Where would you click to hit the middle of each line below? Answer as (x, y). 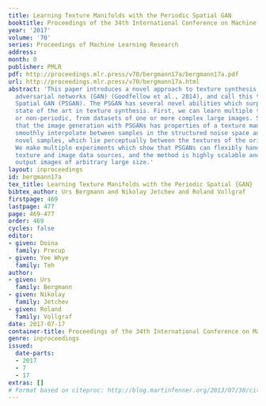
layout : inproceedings (46, 170)
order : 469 (26, 221)
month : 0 (23, 60)
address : (23, 52)
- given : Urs (30, 280)
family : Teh (35, 265)
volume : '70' (30, 38)
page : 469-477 (32, 214)
